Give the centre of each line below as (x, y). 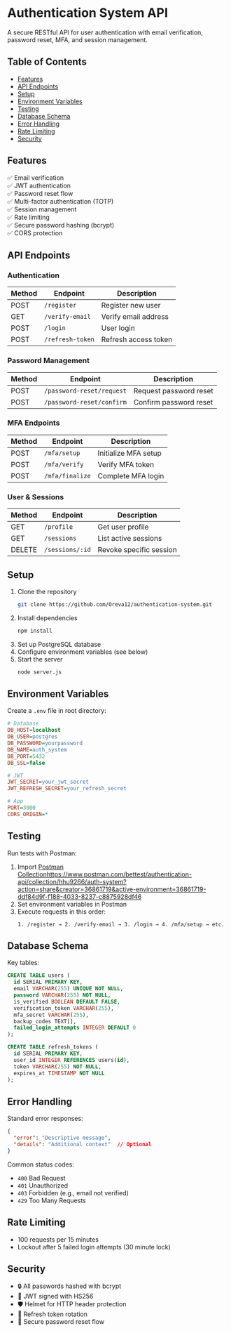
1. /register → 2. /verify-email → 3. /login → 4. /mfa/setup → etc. (121, 924)
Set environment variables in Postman (72, 904)
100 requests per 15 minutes (58, 1239)
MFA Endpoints (34, 423)
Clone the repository (47, 591)
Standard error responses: (45, 1119)
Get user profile (123, 527)
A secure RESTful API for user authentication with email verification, (105, 32)
